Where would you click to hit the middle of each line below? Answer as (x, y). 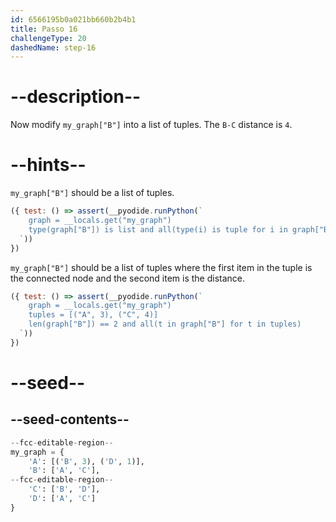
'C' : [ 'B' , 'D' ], (64, 489)
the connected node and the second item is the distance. (128, 278)
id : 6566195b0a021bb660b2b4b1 (73, 19)
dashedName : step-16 (53, 47)
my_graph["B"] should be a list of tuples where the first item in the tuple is (161, 267)
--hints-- (48, 165)
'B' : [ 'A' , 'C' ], (64, 471)
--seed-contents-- (70, 419)
